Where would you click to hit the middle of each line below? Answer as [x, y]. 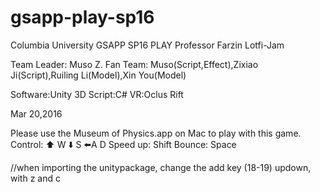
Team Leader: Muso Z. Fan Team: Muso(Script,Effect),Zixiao [134, 64]
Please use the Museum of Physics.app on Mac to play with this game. [156, 133]
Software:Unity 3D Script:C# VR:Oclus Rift [97, 94]
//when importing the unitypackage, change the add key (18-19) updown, [161, 167]
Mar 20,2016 [36, 113]
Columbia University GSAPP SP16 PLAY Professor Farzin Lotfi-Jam [147, 45]
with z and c [35, 178]
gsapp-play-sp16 [82, 17]
